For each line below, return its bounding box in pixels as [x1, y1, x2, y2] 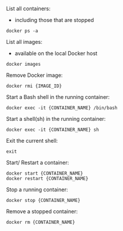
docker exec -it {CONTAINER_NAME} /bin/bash [6, 105, 118, 111]
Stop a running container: [6, 186, 68, 193]
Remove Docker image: [6, 72, 63, 79]
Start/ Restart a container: [6, 159, 69, 166]
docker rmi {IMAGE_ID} [6, 83, 62, 89]
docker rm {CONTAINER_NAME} [6, 219, 76, 225]
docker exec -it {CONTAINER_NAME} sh [6, 127, 99, 133]
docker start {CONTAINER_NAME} [6, 171, 83, 177]
